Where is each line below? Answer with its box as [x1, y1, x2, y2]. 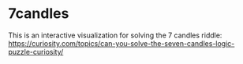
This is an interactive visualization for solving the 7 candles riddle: [8, 30, 222, 40]
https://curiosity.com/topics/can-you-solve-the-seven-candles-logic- [8, 38, 235, 48]
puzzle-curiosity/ [8, 47, 64, 56]
